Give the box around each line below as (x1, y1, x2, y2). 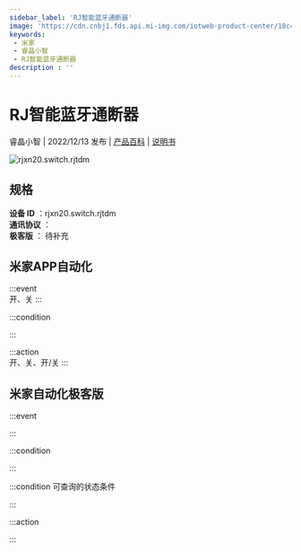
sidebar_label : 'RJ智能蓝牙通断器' (9, 13, 133, 22)
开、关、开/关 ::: (9, 357, 69, 368)
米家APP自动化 (9, 259, 92, 275)
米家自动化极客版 (9, 386, 104, 401)
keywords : (9, 30, 47, 39)
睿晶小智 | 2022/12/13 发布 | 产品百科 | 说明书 (9, 136, 176, 146)
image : (9, 22, 34, 31)
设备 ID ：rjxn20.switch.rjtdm (9, 207, 116, 218)
